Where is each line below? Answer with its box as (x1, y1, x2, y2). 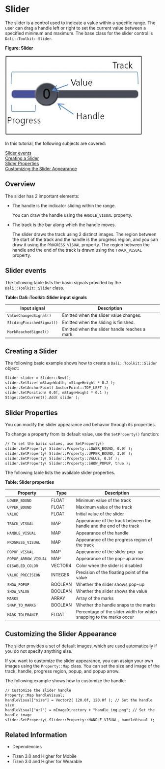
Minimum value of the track (76, 497, 131, 503)
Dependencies (12, 744, 42, 750)
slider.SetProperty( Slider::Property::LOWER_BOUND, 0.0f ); (5, 446, 133, 451)
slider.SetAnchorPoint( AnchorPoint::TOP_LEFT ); (5, 385, 109, 390)
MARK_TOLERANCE (7, 612, 38, 617)
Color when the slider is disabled (76, 563, 142, 568)
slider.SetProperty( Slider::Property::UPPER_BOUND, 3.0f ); (5, 451, 133, 456)
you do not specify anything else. (5, 648, 73, 654)
